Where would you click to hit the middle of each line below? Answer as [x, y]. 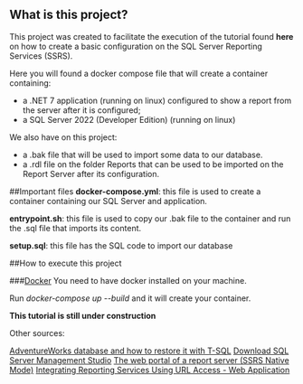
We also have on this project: [63, 137]
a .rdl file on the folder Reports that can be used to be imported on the [153, 164]
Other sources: [37, 332]
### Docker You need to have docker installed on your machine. [128, 280]
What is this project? [69, 15]
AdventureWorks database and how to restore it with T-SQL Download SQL [149, 351]
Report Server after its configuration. [91, 173]
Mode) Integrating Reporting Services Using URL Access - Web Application [150, 370]
